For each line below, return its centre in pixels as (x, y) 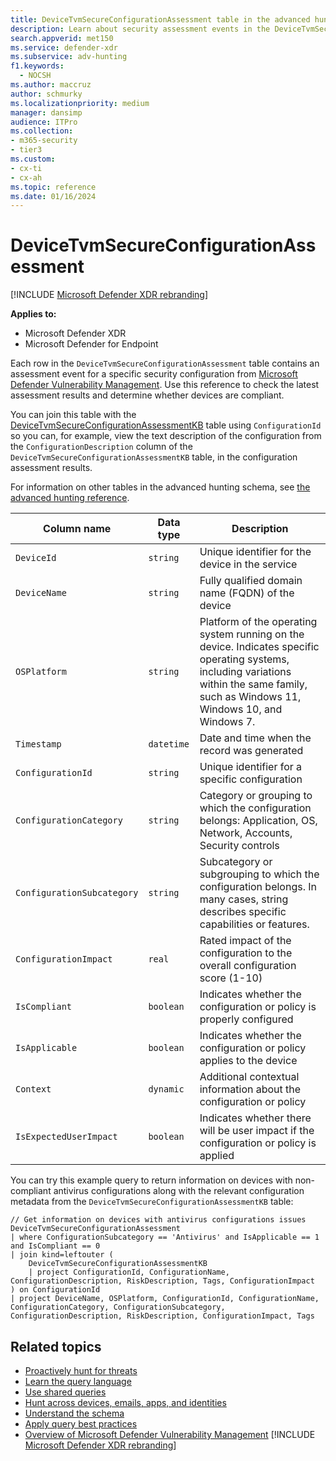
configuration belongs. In (258, 887)
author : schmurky (46, 94)
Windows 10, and (241, 709)
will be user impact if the (257, 1131)
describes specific (243, 912)
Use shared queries (65, 1392)
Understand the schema (74, 1413)
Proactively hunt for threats (81, 1370)
